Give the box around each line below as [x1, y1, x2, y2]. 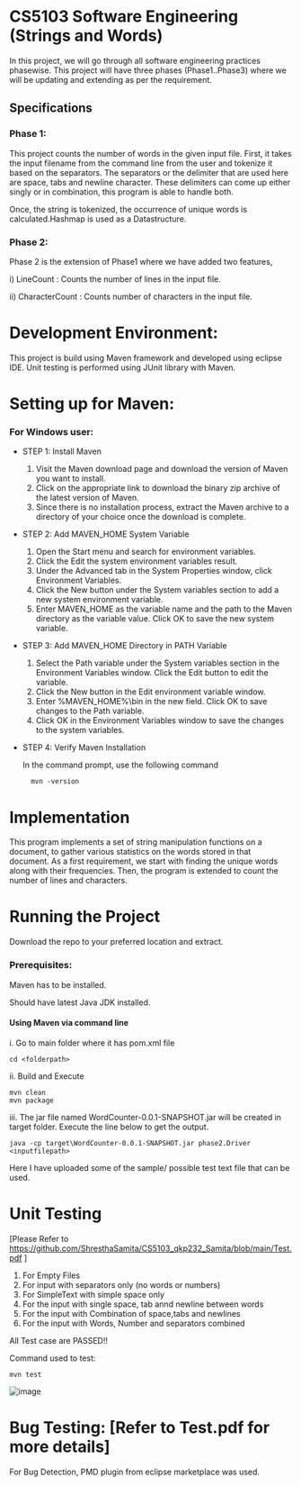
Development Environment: [9, 322, 218, 343]
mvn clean [9, 1088, 47, 1097]
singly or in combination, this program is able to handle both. [9, 186, 234, 197]
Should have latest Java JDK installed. [9, 997, 151, 1008]
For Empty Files [22, 1270, 81, 1281]
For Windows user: [9, 425, 94, 438]
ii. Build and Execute [9, 1070, 84, 1082]
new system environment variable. [35, 594, 164, 605]
